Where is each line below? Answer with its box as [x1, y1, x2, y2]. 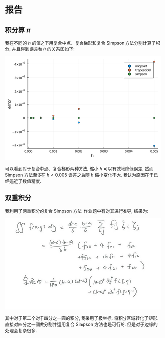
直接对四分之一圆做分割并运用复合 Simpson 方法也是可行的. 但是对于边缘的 [5, 321, 158, 327]
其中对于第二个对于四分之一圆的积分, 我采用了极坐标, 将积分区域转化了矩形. [5, 315, 159, 321]
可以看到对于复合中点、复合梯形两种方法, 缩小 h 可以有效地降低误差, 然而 [5, 166, 154, 171]
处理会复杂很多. [5, 327, 37, 333]
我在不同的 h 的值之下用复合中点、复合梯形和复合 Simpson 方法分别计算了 [5, 40, 156, 46]
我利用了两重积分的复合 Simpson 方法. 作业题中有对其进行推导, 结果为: [5, 208, 149, 214]
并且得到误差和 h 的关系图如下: [11, 46, 75, 52]
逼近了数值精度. [9, 178, 41, 184]
